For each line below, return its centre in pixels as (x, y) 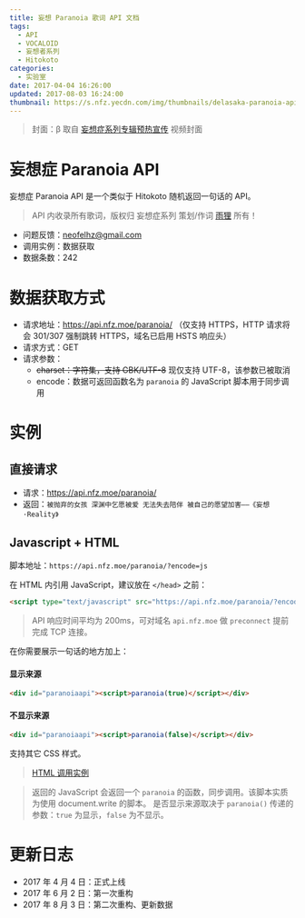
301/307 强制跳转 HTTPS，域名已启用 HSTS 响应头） (132, 336)
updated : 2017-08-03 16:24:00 (67, 94)
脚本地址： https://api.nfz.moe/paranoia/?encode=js (109, 565)
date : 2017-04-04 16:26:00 (60, 85)
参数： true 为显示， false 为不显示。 (100, 815)
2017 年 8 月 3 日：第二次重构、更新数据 (98, 904)
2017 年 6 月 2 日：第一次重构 (78, 893)
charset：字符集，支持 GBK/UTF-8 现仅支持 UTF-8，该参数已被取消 (163, 370)
